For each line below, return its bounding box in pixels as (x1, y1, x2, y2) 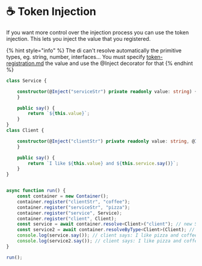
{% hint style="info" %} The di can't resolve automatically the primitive (6, 46, 182, 54)
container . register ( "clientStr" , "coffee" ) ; (17, 199, 130, 205)
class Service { (6, 78, 47, 84)
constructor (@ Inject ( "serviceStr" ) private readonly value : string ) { (17, 88, 198, 94)
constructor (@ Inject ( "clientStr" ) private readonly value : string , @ (17, 138, 195, 144)
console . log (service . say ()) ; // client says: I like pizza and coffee (17, 232, 198, 238)
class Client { (6, 128, 44, 134)
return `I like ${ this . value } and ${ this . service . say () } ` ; (28, 160, 179, 166)
